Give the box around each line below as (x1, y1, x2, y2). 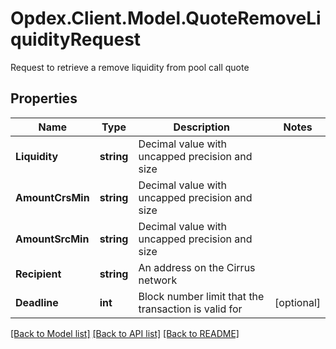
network (138, 273, 178, 287)
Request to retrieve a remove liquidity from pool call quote (10, 61, 250, 73)
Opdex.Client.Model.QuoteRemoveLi (10, 7, 322, 30)
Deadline (15, 295, 59, 309)
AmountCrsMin (15, 190, 90, 204)
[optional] (274, 295, 321, 309)
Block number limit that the (138, 289, 265, 303)
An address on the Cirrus (138, 260, 256, 274)
